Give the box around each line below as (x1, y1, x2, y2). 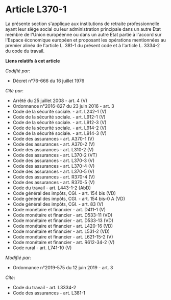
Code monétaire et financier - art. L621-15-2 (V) (12, 233, 113, 239)
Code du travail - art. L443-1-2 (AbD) (12, 185, 91, 191)
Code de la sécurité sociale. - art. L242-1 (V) (12, 108, 107, 114)
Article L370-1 (5, 4, 67, 15)
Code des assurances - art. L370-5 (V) (12, 168, 94, 174)
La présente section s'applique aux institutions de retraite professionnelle (5, 21, 160, 27)
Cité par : (5, 87, 24, 93)
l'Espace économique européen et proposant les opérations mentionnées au (5, 37, 166, 43)
